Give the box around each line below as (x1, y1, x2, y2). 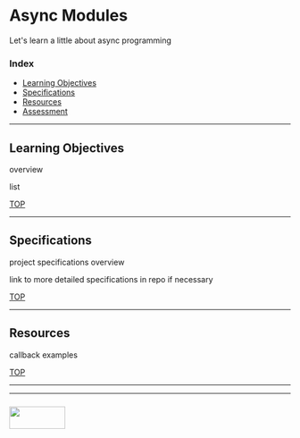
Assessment (21, 106, 69, 117)
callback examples (9, 350, 79, 360)
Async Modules (9, 5, 128, 26)
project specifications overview (9, 257, 125, 267)
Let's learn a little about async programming (9, 35, 172, 46)
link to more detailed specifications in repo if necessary (9, 274, 213, 284)
